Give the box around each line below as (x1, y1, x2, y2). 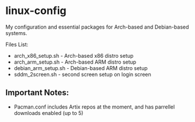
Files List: (5, 41, 29, 48)
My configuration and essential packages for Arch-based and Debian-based (5, 23, 189, 30)
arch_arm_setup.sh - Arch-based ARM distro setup (13, 58, 137, 65)
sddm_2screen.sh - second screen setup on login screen (13, 71, 151, 78)
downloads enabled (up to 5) (13, 109, 83, 116)
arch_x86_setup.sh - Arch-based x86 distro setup (13, 52, 134, 59)
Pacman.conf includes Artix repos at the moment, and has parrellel (13, 103, 175, 110)
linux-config (5, 4, 67, 18)
